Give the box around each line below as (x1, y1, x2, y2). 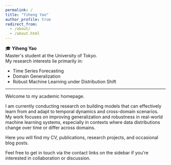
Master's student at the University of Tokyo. (5, 53, 98, 58)
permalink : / (5, 7, 33, 13)
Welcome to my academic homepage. (5, 93, 85, 99)
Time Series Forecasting (12, 68, 64, 74)
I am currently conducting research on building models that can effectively (5, 103, 162, 109)
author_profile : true (5, 17, 51, 22)
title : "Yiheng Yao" (5, 12, 49, 17)
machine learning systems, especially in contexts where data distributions (5, 119, 160, 125)
